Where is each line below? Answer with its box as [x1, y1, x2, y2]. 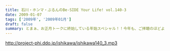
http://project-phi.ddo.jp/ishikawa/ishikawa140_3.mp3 [5, 40, 118, 46]
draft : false [5, 21, 33, 27]
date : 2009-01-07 [5, 12, 42, 17]
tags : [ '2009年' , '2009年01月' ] [5, 17, 72, 22]
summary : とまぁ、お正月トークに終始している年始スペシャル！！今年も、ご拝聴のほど [5, 26, 161, 31]
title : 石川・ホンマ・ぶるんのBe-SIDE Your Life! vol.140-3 [5, 7, 127, 13]
